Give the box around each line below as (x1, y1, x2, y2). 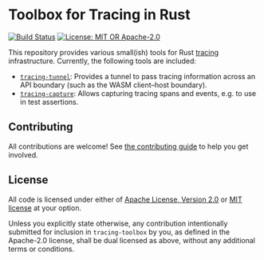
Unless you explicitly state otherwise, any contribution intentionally (8, 218, 228, 228)
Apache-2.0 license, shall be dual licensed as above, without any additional (8, 235, 255, 245)
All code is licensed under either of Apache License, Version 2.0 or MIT (8, 194, 242, 204)
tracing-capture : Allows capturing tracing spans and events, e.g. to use (19, 88, 257, 98)
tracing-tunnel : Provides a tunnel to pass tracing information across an (19, 71, 256, 81)
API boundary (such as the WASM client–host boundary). (19, 80, 207, 90)
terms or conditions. (8, 244, 74, 254)
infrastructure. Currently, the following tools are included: (8, 56, 197, 66)
